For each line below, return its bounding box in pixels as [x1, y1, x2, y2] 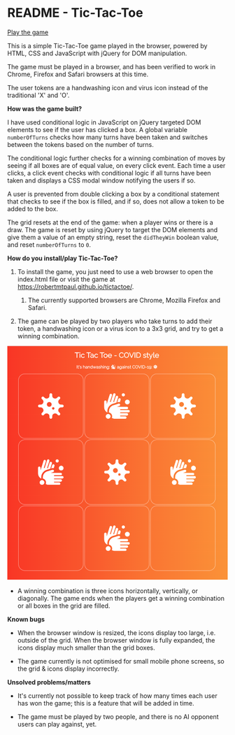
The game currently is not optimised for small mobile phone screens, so [17, 657, 225, 666]
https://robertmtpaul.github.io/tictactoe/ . [17, 282, 134, 291]
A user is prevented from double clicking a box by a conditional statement [7, 190, 220, 198]
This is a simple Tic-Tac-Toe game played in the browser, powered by [7, 41, 208, 50]
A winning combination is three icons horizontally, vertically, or [17, 587, 198, 595]
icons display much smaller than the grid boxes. [17, 643, 155, 652]
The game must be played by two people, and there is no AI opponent [17, 713, 219, 721]
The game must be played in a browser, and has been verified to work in [7, 62, 215, 71]
